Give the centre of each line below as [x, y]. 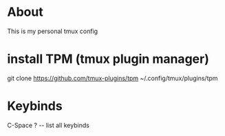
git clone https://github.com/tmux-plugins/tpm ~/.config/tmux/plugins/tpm [112, 78]
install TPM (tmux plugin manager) [108, 59]
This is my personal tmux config [53, 31]
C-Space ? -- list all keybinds [48, 125]
